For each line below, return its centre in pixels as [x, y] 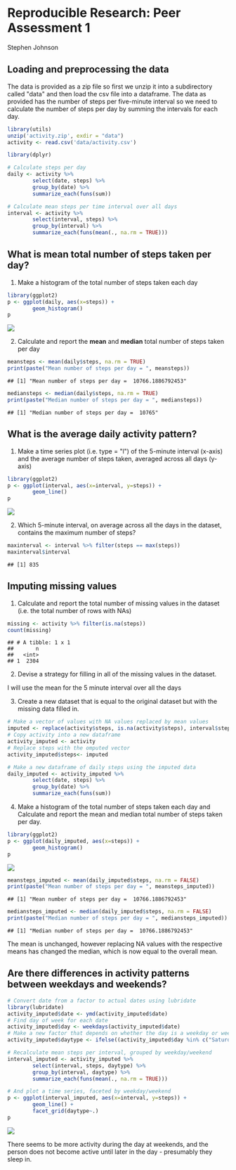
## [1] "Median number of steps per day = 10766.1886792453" [100, 931]
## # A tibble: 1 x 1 [39, 643]
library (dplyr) [29, 155]
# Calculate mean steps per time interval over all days [92, 206]
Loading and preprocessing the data [88, 69]
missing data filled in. [48, 709]
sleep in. [20, 1159]
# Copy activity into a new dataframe [64, 735]
